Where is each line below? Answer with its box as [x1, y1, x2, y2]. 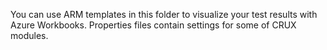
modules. [10, 30, 49, 41]
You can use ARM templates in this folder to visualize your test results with [10, 9, 318, 20]
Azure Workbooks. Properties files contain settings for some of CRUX [10, 19, 297, 31]
